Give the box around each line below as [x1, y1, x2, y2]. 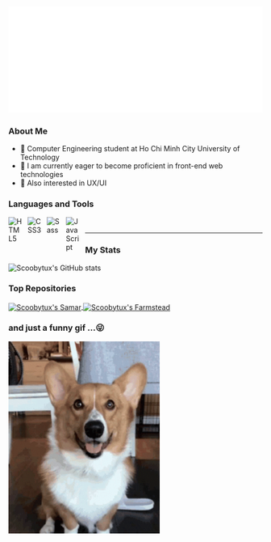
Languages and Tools [8, 198, 94, 210]
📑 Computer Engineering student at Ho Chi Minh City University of [19, 143, 240, 153]
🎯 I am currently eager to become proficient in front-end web [19, 160, 223, 171]
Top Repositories [8, 283, 77, 294]
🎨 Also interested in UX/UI [19, 178, 107, 188]
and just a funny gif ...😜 [8, 322, 105, 333]
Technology [19, 152, 60, 162]
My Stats [85, 244, 121, 256]
